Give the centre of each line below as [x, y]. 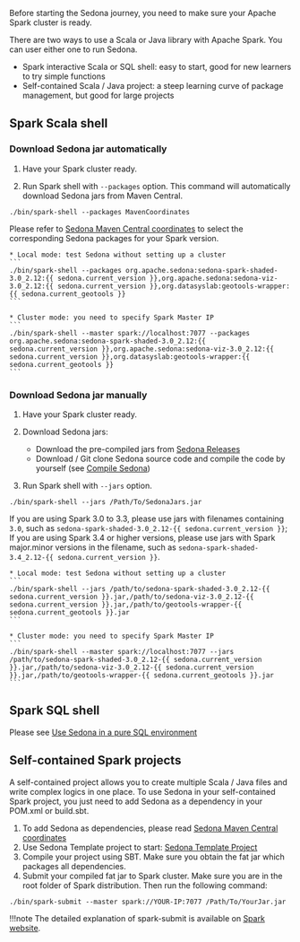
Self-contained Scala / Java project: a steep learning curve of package [153, 86]
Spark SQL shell [55, 711]
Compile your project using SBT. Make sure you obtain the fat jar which [153, 857]
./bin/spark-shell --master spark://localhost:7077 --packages [130, 333]
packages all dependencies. [74, 866]
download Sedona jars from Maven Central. [103, 196]
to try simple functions [64, 76]
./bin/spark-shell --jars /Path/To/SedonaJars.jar [106, 502]
